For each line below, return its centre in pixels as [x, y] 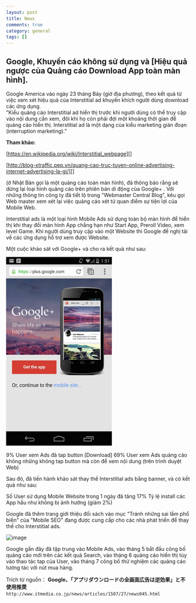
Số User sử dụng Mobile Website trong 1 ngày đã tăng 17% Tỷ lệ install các [96, 496]
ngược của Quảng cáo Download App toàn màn [93, 70]
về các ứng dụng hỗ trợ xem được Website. [58, 237]
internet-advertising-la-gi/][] [40, 171]
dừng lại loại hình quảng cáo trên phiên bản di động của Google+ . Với [90, 189]
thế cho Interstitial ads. [34, 526]
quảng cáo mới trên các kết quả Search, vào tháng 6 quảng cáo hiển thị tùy [97, 555]
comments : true [24, 25]
